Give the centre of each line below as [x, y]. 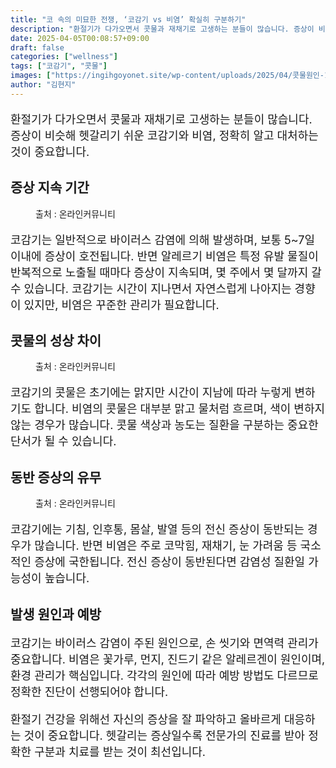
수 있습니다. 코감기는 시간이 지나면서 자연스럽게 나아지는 [151, 288]
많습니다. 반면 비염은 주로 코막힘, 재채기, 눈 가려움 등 [166, 546]
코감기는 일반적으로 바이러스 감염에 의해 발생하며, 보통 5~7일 [162, 239]
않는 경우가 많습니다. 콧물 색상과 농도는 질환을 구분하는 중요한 [164, 425]
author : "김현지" [43, 85]
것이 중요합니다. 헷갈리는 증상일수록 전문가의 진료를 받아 [164, 735]
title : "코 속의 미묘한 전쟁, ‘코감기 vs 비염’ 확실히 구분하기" [128, 19]
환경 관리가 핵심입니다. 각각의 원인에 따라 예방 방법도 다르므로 [164, 675]
